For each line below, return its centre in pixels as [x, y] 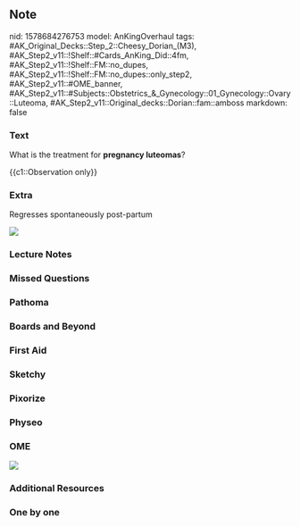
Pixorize [28, 398]
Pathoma [29, 303]
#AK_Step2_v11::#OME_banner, [66, 83]
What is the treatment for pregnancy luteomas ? [97, 155]
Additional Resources [57, 488]
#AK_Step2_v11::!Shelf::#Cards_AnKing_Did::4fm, [99, 55]
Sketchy [28, 374]
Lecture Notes [41, 255]
